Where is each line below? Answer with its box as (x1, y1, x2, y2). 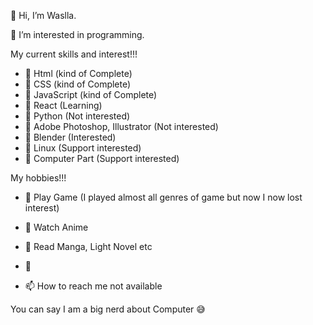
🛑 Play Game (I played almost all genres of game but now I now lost (24, 191, 303, 203)
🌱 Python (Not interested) (24, 110, 131, 122)
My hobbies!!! (10, 172, 67, 184)
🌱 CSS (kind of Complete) (24, 78, 132, 90)
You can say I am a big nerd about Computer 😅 (10, 303, 206, 315)
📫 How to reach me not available (24, 280, 163, 292)
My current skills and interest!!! (10, 48, 138, 60)
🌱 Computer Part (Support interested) (24, 153, 180, 164)
